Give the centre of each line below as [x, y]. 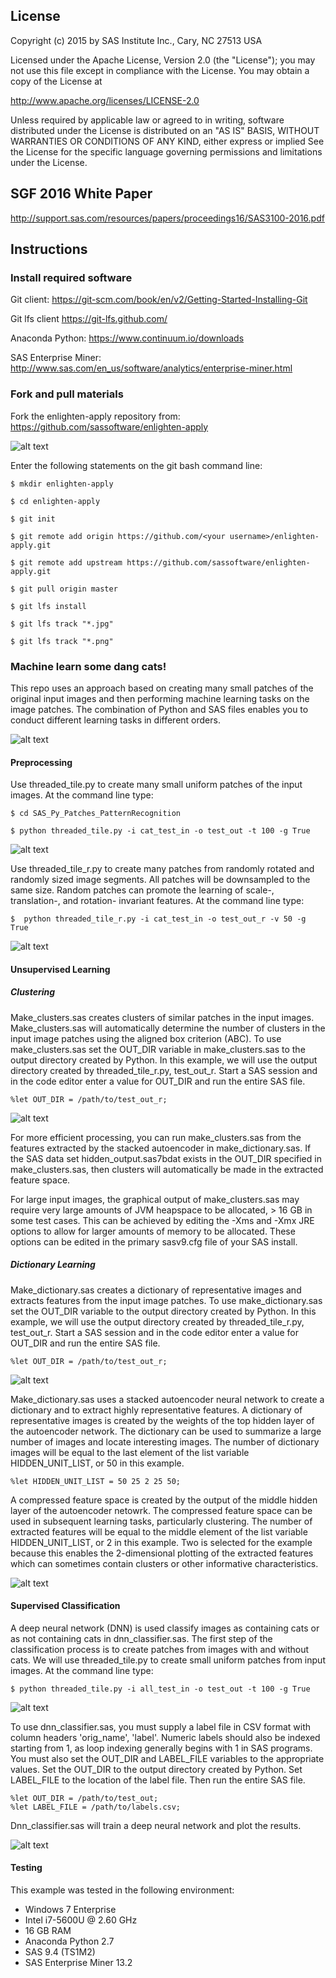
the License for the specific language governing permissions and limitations [166, 151]
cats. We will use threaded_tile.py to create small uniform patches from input [168, 1660]
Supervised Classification [65, 1606]
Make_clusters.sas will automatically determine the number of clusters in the [168, 1028]
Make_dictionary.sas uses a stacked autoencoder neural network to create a [167, 1399]
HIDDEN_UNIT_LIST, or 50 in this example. [97, 1463]
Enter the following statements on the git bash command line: [136, 465]
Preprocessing [41, 762]
